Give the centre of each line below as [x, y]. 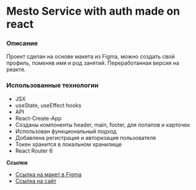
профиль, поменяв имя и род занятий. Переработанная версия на [93, 63]
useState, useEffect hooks [48, 105]
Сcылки [17, 163]
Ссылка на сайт [36, 181]
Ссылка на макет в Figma [48, 174]
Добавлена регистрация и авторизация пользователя [85, 137]
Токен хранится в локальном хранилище [68, 144]
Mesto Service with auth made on [93, 11]
